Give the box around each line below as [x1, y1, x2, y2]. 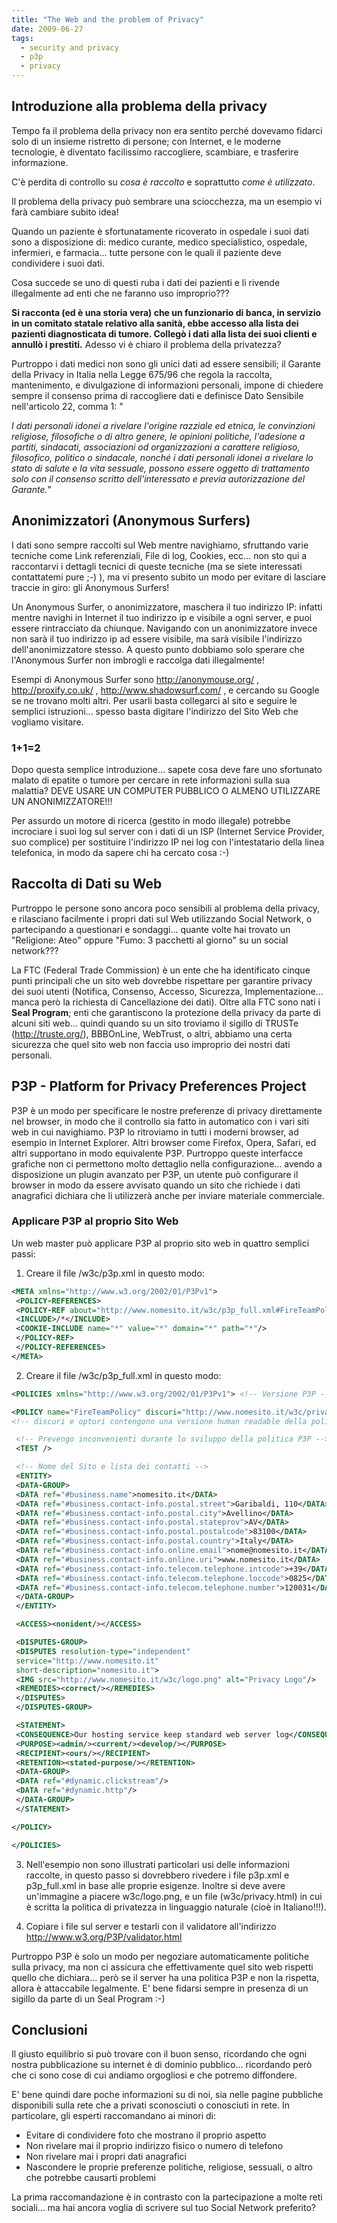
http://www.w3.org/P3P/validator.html [25, 1931, 183, 1943]
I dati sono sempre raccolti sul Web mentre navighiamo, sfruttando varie [11, 539, 309, 551]
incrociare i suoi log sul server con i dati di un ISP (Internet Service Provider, [11, 825, 325, 837]
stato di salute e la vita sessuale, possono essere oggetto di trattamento [11, 462, 310, 474]
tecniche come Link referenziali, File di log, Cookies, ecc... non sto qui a [11, 549, 308, 561]
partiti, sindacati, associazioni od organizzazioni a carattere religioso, [11, 441, 301, 453]
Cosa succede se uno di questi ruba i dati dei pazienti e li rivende [11, 276, 281, 288]
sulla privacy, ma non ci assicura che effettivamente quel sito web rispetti [11, 1961, 314, 1973]
